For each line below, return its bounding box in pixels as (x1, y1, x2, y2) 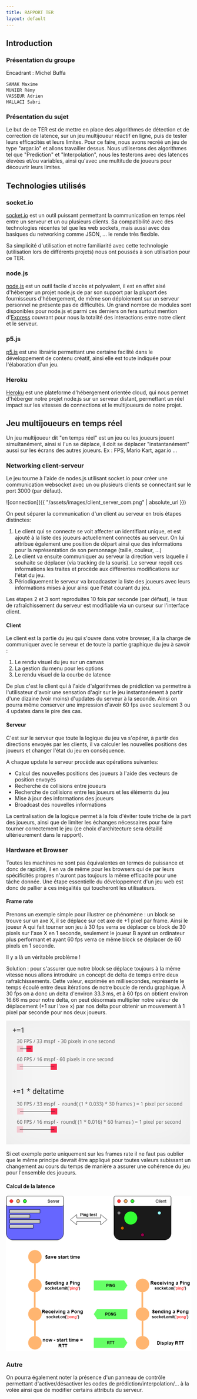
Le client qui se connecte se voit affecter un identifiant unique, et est (14, 528, 181, 535)
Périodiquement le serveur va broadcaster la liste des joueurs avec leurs (14, 578, 191, 585)
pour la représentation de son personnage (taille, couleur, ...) (14, 547, 162, 554)
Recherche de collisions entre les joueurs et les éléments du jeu (14, 788, 169, 796)
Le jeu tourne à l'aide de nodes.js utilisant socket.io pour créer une (6, 475, 168, 482)
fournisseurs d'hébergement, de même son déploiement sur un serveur (6, 295, 179, 302)
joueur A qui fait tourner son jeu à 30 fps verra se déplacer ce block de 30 (6, 923, 186, 931)
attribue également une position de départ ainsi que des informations (14, 540, 182, 547)
